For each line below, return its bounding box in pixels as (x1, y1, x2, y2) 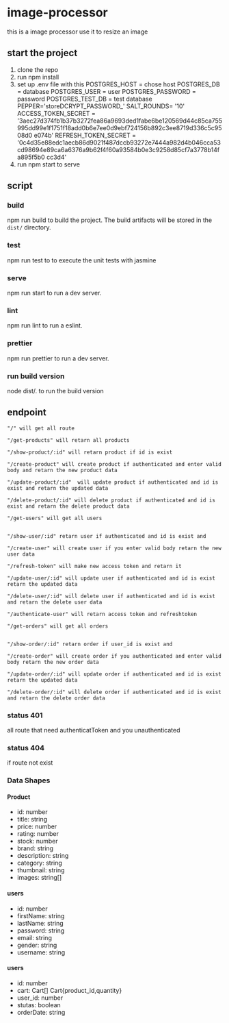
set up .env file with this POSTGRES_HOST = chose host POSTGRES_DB (16, 80, 220, 88)
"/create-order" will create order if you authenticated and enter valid (7, 652, 222, 659)
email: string (16, 933, 53, 941)
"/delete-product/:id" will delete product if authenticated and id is (7, 497, 215, 504)
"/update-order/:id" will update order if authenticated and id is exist (7, 670, 222, 678)
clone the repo (16, 65, 59, 73)
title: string (16, 815, 48, 824)
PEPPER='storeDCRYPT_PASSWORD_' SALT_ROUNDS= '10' (16, 101, 185, 110)
